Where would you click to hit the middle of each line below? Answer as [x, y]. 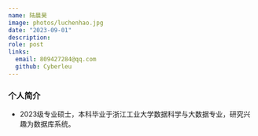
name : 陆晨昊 [28, 15]
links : [19, 52]
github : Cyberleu [44, 67]
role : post [26, 45]
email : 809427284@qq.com [56, 60]
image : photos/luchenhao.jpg [56, 23]
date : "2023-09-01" [40, 30]
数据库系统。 [54, 124]
